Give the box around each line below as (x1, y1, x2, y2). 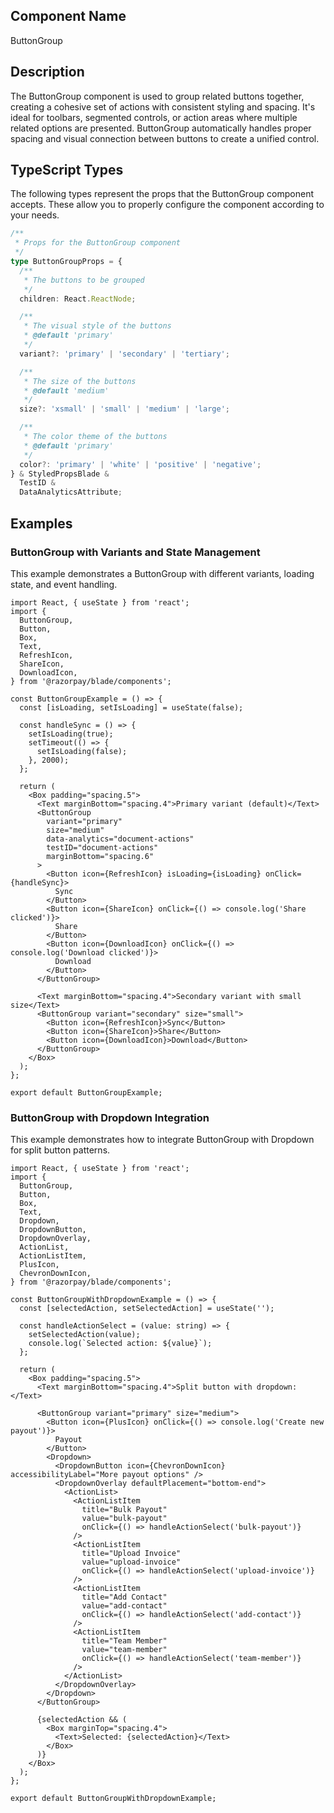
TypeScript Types (10, 162, 124, 179)
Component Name (10, 8, 127, 25)
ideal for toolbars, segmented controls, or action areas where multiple (10, 111, 298, 123)
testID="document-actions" (46, 842, 159, 853)
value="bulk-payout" (81, 1514, 168, 1524)
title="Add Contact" (81, 1592, 168, 1603)
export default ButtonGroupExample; (10, 1087, 163, 1098)
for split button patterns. (10, 1144, 111, 1156)
